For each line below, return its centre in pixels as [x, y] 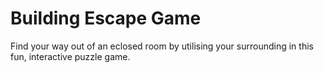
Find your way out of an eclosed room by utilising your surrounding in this [162, 46]
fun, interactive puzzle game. [70, 56]
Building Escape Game [106, 18]
